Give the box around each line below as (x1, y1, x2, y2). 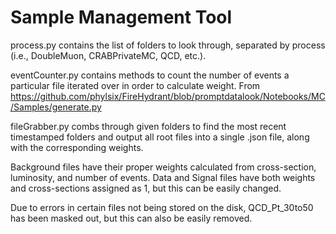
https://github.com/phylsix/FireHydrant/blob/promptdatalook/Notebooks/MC (10, 90, 326, 102)
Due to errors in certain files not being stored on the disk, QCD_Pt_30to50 (10, 201, 314, 213)
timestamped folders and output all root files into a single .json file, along (10, 131, 310, 143)
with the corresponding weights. (10, 141, 144, 153)
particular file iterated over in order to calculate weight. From (10, 79, 261, 91)
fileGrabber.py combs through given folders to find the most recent (10, 120, 287, 132)
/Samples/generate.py (10, 101, 102, 113)
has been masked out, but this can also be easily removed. (10, 212, 253, 224)
